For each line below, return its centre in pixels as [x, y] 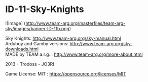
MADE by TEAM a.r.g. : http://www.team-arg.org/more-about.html [74, 54]
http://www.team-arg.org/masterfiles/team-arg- [75, 23]
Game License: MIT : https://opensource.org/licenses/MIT [66, 73]
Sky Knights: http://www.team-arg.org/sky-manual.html [63, 38]
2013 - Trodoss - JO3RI [30, 64]
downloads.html [22, 49]
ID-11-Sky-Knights [45, 9]
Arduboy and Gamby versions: [37, 43]
